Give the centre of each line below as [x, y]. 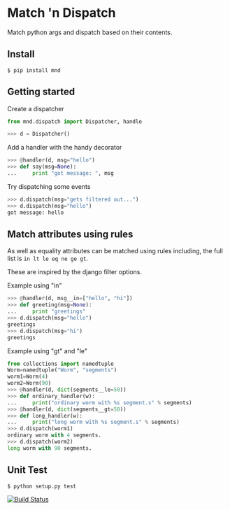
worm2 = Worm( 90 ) [29, 383]
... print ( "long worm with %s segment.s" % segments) [93, 422]
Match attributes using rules [70, 234]
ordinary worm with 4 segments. [54, 435]
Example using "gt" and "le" [48, 350]
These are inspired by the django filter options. [74, 272]
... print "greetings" [46, 312]
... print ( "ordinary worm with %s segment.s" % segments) [100, 403]
